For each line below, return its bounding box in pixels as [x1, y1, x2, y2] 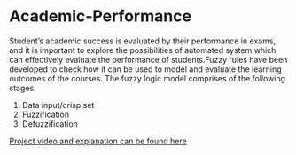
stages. [9, 82, 37, 93]
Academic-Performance [9, 6, 192, 27]
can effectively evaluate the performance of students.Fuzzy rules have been [9, 54, 288, 65]
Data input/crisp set [21, 99, 95, 110]
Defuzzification [21, 118, 78, 129]
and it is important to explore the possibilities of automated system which [9, 44, 277, 55]
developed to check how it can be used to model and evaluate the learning [9, 64, 282, 74]
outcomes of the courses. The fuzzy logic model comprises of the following [9, 73, 286, 83]
